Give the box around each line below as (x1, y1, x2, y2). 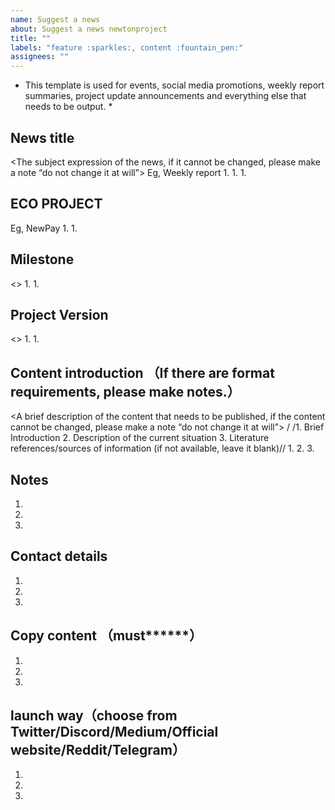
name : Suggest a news (10, 14, 101, 25)
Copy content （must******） (10, 627, 203, 645)
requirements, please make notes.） (10, 383, 241, 400)
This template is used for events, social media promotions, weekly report (24, 79, 325, 91)
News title (10, 129, 75, 146)
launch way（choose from (10, 707, 178, 725)
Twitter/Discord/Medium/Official (10, 724, 219, 741)
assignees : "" (10, 52, 70, 62)
